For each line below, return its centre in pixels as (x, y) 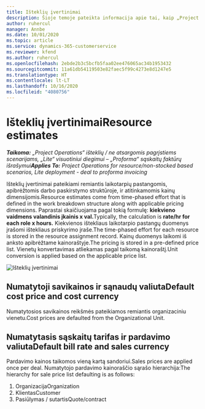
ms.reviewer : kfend (31, 52)
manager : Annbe (26, 29)
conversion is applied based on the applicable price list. (77, 255)
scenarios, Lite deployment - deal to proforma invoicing (77, 172)
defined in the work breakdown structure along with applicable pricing (95, 203)
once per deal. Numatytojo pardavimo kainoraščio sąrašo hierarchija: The (98, 368)
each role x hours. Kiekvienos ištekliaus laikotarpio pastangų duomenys (98, 223)
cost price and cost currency (63, 296)
